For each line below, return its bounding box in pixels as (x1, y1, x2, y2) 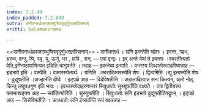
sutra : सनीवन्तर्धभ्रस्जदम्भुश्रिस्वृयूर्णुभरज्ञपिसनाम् (6, 20, 89, 26)
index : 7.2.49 (6, 9, 43, 15)
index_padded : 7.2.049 (6, 15, 64, 21)
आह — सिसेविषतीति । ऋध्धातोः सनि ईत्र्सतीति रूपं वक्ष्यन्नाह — (6, 96, 127, 104)
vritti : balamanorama (6, 26, 62, 32)
